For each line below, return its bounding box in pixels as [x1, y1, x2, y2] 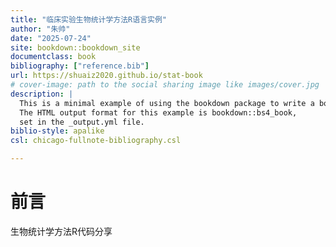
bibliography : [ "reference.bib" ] [10, 61, 150, 71]
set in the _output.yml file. [19, 117, 145, 127]
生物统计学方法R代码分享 [10, 225, 113, 237]
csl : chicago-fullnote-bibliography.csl [10, 136, 182, 146]
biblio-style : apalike [10, 126, 105, 136]
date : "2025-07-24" [10, 33, 92, 43]
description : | [10, 89, 74, 99]
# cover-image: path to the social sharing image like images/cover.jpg [10, 80, 320, 90]
